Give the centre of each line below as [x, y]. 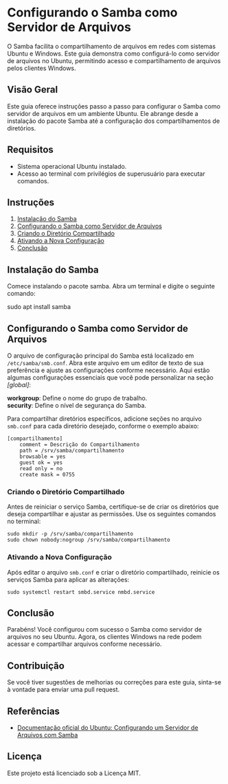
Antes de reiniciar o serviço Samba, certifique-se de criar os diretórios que [113, 507]
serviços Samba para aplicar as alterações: [68, 579]
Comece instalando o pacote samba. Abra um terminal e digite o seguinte [111, 286]
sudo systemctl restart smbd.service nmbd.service [81, 592]
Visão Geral [33, 90]
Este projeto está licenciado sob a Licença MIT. [74, 773]
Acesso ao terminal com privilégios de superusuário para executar [111, 174]
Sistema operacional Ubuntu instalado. [72, 166]
